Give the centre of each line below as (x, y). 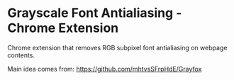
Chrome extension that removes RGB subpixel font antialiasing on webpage (117, 47)
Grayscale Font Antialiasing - (95, 13)
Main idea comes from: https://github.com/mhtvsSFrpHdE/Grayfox (105, 69)
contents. (21, 55)
